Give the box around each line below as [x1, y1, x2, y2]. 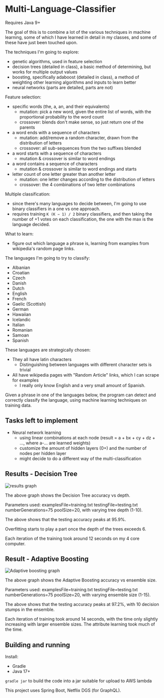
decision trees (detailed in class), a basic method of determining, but [12, 64, 151, 70]
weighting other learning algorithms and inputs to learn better [12, 79, 136, 85]
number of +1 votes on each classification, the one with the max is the [12, 216, 154, 222]
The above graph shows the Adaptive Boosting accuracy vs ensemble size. [5, 577, 157, 583]
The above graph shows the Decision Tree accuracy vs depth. [5, 492, 131, 498]
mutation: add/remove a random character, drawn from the [19, 135, 139, 141]
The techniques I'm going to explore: [5, 49, 79, 55]
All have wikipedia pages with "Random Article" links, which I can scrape [12, 372, 159, 378]
